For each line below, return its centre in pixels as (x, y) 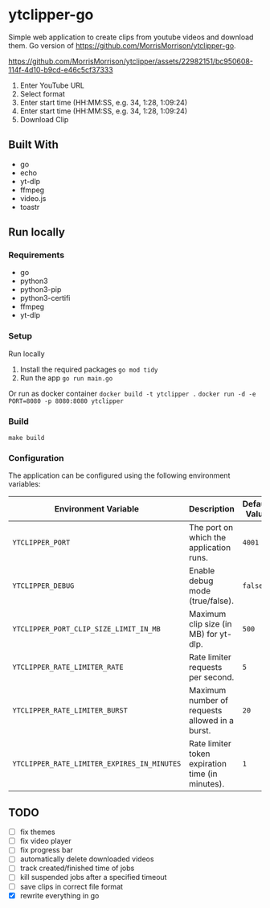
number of (209, 701)
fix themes (37, 832)
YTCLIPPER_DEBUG (43, 586)
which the (207, 538)
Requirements (37, 255)
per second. (211, 677)
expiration (208, 764)
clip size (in (210, 624)
